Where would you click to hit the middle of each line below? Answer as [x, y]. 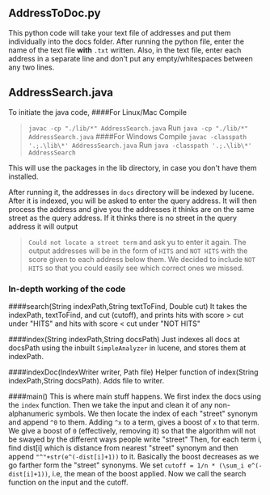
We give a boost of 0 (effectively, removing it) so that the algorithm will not [132, 430]
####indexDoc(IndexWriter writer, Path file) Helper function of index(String [133, 372]
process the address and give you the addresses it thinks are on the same [131, 209]
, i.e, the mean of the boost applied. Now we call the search [147, 473]
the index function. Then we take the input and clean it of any [110, 404]
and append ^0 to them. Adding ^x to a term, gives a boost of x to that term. [134, 422]
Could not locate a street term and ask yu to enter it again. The [137, 242]
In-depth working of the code [67, 289]
